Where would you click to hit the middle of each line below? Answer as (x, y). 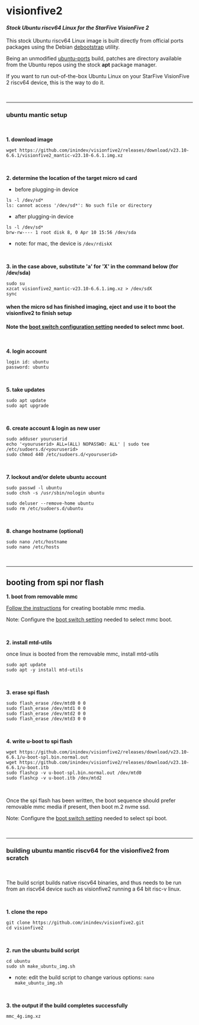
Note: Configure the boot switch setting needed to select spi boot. (87, 818)
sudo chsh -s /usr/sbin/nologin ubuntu (55, 493)
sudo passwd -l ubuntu (34, 488)
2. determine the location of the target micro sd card (72, 178)
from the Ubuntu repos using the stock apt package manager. (81, 65)
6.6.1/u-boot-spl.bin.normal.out (47, 757)
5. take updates (26, 390)
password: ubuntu (28, 367)
